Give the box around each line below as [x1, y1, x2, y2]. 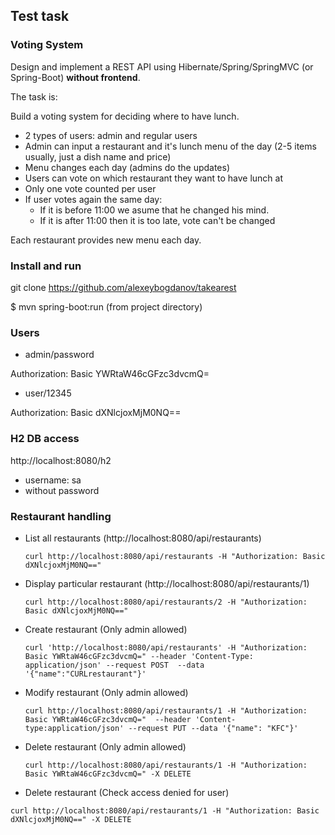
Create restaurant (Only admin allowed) [24, 623, 188, 635]
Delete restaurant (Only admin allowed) [24, 740, 187, 753]
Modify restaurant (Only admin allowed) [24, 686, 189, 698]
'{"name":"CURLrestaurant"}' [24, 669, 147, 679]
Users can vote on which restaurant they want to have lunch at [24, 172, 284, 184]
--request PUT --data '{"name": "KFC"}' [128, 723, 299, 733]
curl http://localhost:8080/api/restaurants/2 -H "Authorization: [24, 597, 308, 607]
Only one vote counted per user [24, 182, 157, 194]
